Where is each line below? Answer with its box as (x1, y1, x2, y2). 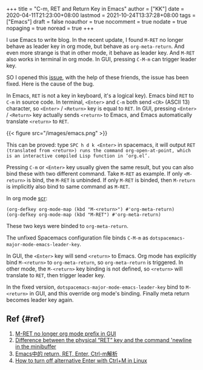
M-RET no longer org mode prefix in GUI (15, 330, 116, 337)
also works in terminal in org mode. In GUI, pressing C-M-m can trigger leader (6, 56, 197, 62)
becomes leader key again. (6, 297, 74, 303)
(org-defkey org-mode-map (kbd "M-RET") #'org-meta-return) (6, 212, 162, 218)
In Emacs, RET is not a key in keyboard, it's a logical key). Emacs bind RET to (6, 92, 194, 99)
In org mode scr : (6, 195, 47, 202)
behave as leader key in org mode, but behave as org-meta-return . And (6, 42, 185, 50)
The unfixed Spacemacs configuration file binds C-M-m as (6, 234, 148, 241)
